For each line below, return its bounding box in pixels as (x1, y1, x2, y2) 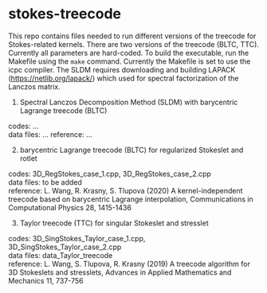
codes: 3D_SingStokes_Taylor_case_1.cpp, (8, 233, 146, 243)
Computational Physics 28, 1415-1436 (8, 202, 132, 212)
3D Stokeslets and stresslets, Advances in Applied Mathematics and (8, 268, 232, 277)
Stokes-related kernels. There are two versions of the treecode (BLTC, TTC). (8, 39, 259, 49)
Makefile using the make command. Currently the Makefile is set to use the (8, 57, 251, 66)
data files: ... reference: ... (8, 129, 93, 139)
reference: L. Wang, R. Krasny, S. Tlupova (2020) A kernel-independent (8, 186, 243, 195)
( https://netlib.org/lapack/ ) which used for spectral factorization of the (8, 73, 239, 83)
